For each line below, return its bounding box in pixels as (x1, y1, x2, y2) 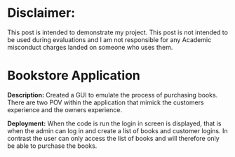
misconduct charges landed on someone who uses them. (7, 43, 173, 51)
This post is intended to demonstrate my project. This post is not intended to (7, 28, 228, 36)
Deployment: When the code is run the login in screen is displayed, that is (7, 119, 222, 128)
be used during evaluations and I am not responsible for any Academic (7, 35, 212, 43)
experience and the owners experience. (7, 105, 123, 114)
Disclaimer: (7, 5, 76, 21)
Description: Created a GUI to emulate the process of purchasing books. (7, 90, 218, 99)
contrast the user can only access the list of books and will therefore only (7, 134, 220, 142)
